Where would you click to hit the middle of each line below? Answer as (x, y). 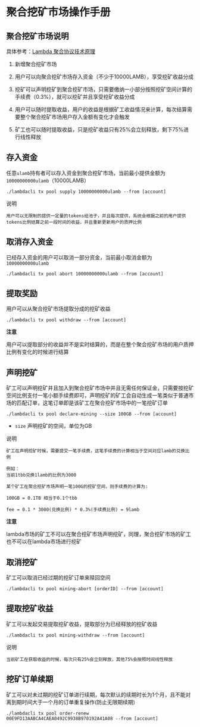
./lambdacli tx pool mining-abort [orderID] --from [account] (85, 589)
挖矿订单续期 (30, 679)
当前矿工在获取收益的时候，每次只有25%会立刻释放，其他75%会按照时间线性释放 (90, 659)
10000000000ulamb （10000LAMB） (48, 180)
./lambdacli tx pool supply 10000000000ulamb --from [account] (86, 192)
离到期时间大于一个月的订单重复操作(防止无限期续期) (71, 702)
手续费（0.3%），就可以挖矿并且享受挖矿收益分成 (75, 97)
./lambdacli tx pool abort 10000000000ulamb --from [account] (85, 274)
